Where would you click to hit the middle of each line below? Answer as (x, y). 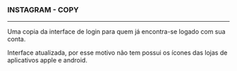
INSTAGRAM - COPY (43, 10)
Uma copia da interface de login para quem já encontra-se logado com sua (116, 32)
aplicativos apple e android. (48, 60)
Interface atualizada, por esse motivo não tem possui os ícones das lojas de (117, 53)
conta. (17, 39)
